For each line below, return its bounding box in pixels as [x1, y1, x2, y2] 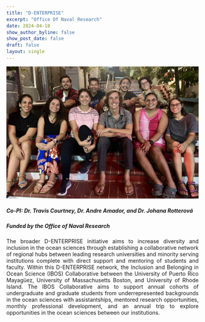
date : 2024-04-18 [6, 23, 51, 29]
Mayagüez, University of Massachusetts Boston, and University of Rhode [6, 277, 199, 284]
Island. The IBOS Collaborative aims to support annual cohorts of [6, 283, 199, 290]
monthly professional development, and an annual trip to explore [6, 302, 199, 310]
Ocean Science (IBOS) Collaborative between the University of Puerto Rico [6, 270, 199, 277]
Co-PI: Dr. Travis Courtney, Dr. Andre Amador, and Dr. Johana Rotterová [6, 207, 193, 214]
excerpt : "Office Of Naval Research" [6, 16, 103, 23]
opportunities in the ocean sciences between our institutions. [6, 309, 160, 317]
